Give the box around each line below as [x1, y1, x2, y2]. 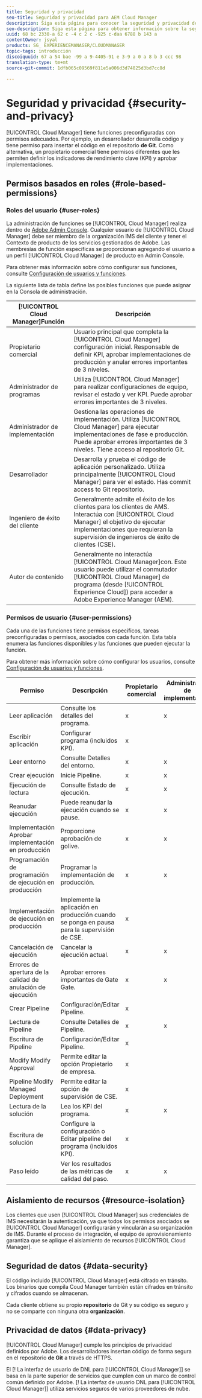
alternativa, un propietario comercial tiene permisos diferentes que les [6, 148, 180, 156]
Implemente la [60, 895, 101, 904]
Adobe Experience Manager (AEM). [73, 596, 174, 603]
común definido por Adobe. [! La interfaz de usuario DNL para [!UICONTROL [6, 1378, 195, 1385]
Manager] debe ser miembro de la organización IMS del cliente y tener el [6, 233, 187, 240]
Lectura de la [9, 1102, 46, 1111]
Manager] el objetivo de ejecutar [73, 518, 166, 526]
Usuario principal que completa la [73, 328, 169, 335]
